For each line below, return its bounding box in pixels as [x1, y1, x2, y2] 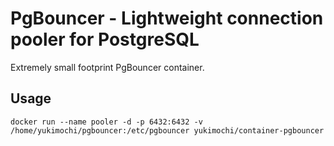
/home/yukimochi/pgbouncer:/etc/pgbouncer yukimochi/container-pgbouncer [10, 125, 325, 136]
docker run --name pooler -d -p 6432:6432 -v [10, 117, 203, 127]
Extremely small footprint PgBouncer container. [10, 61, 205, 73]
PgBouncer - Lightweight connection [10, 7, 324, 30]
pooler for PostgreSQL [10, 28, 200, 51]
